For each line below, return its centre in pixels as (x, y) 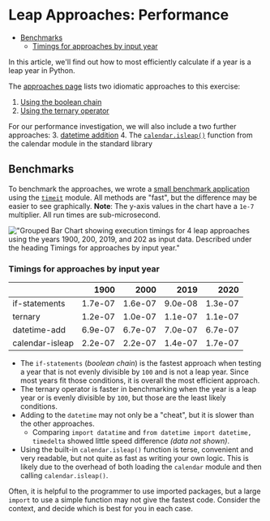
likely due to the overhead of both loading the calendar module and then (141, 467)
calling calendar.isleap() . (64, 475)
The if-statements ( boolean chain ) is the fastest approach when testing (141, 363)
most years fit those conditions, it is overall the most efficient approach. (140, 380)
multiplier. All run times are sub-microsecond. (84, 215)
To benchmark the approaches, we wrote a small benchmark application (129, 189)
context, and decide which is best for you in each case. (101, 509)
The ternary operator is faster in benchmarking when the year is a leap (138, 389)
